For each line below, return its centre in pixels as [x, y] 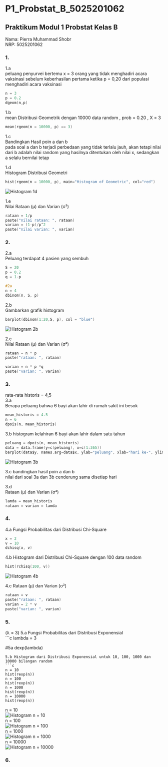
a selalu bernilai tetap [27, 158]
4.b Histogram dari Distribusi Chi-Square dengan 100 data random [73, 557]
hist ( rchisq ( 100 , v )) [28, 567]
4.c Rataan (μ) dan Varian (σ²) [36, 586]
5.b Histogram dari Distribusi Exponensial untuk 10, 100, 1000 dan [78, 657]
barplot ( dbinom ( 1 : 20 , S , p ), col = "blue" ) [50, 319]
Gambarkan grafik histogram [35, 310]
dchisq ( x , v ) [19, 548]
